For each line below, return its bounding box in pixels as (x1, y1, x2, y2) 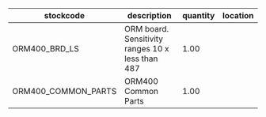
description (127, 10, 172, 21)
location (222, 10, 254, 21)
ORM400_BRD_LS (12, 43, 79, 54)
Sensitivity (123, 33, 164, 44)
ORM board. (123, 24, 169, 34)
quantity (181, 10, 215, 21)
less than (123, 53, 158, 64)
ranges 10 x (123, 43, 169, 54)
